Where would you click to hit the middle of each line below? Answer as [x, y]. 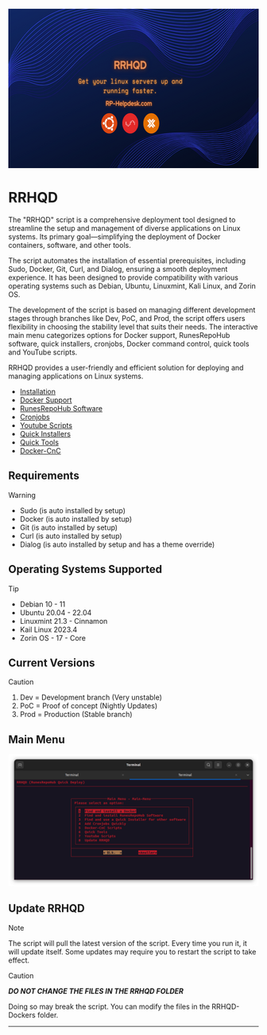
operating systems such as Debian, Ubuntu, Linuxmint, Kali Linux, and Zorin [132, 286]
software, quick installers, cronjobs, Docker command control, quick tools [129, 343]
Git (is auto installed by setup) [68, 527]
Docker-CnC [40, 450]
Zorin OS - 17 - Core [52, 637]
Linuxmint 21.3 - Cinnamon [64, 621]
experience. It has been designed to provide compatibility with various [123, 277]
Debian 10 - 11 [43, 604]
